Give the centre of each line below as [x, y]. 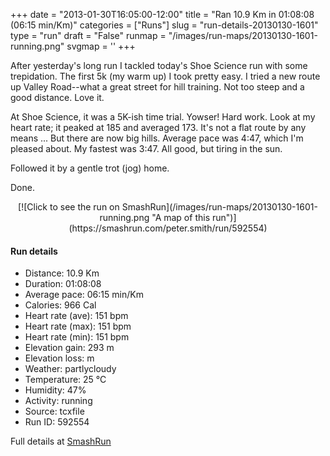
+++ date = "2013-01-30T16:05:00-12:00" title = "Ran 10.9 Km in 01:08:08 [162, 14]
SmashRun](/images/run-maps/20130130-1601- [219, 207]
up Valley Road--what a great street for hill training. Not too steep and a [157, 87]
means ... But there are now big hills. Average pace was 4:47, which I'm [157, 138]
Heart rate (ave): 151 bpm [76, 316]
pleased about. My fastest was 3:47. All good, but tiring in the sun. [146, 148]
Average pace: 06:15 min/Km [84, 295]
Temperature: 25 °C [65, 380]
